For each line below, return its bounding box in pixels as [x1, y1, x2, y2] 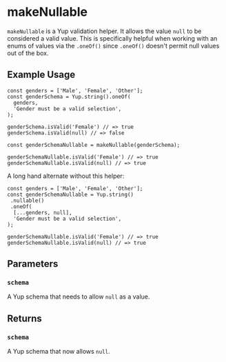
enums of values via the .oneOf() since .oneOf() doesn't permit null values [7, 41, 220, 50]
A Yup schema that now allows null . [7, 348, 110, 356]
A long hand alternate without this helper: [7, 172, 125, 180]
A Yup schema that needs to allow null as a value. [7, 292, 150, 301]
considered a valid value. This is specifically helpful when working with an [7, 34, 218, 42]
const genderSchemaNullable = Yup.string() [7, 191, 134, 198]
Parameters [7, 258, 59, 270]
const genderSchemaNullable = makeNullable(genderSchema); [7, 141, 181, 148]
